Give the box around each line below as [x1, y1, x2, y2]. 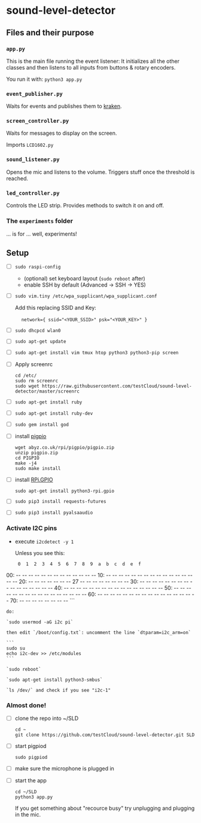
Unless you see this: [14, 549, 65, 556]
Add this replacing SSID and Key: [14, 304, 97, 311]
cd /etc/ [14, 373, 37, 379]
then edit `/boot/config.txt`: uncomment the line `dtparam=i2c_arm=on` [6, 629, 191, 635]
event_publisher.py [6, 91, 63, 97]
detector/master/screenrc [14, 388, 80, 394]
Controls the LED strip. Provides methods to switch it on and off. [6, 202, 165, 209]
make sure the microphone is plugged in [14, 765, 115, 772]
